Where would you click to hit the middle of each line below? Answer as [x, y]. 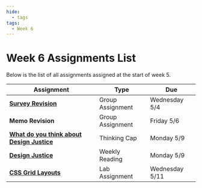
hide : [13, 12]
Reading [111, 159]
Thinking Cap [118, 138]
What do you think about [46, 135]
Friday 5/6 [165, 121]
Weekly [109, 152]
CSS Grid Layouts [35, 173]
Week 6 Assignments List [71, 58]
